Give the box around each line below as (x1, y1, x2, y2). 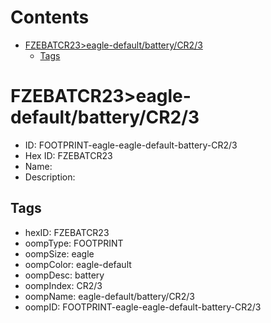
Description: (24, 171, 76, 183)
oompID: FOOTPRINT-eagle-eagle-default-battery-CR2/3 (24, 301, 262, 313)
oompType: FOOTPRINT (24, 237, 124, 249)
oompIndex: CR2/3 (24, 279, 103, 291)
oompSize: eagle (24, 247, 95, 260)
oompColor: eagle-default (24, 258, 132, 270)
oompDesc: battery (24, 269, 105, 281)
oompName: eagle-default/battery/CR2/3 (24, 290, 195, 302)
